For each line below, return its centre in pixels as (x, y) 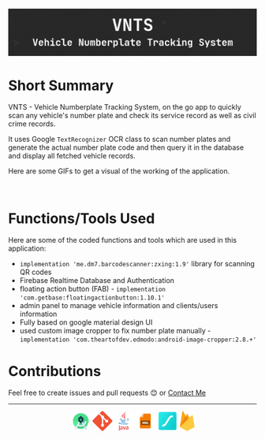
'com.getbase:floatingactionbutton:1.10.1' (92, 298)
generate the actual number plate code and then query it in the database (126, 147)
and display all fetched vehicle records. (72, 156)
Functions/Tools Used (82, 218)
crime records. (32, 124)
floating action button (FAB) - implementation (93, 289)
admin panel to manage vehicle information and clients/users (119, 306)
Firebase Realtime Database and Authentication (97, 281)
